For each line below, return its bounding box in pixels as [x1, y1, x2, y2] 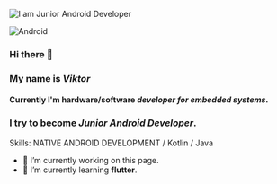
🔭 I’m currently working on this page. [22, 154, 159, 165]
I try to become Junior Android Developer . [9, 117, 197, 129]
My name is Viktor [9, 72, 91, 84]
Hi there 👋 [9, 48, 54, 60]
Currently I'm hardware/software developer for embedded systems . [9, 94, 269, 105]
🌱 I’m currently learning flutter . [22, 164, 138, 175]
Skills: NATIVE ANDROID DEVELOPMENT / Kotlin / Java [9, 137, 214, 148]
